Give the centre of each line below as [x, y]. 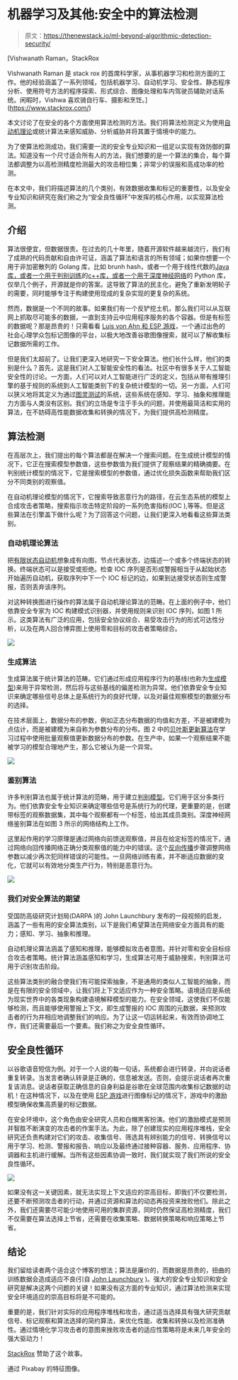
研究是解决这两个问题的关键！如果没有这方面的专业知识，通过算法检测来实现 [119, 1288]
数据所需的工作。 [38, 343]
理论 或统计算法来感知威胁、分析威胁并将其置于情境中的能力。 [109, 131]
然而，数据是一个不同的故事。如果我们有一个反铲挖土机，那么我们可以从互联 [119, 308]
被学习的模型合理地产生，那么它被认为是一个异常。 [82, 747]
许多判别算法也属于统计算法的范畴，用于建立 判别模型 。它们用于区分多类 [113, 797]
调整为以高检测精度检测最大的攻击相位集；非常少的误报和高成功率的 [119, 164]
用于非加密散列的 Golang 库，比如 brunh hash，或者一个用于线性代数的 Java [118, 266]
